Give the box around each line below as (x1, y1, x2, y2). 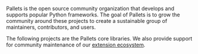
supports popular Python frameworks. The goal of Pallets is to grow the (6, 11, 180, 18)
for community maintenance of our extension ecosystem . (6, 41, 146, 48)
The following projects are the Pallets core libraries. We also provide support (6, 35, 193, 42)
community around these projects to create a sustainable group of (6, 18, 167, 24)
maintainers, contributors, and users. (6, 23, 96, 31)
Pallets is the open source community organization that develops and (6, 5, 174, 12)
